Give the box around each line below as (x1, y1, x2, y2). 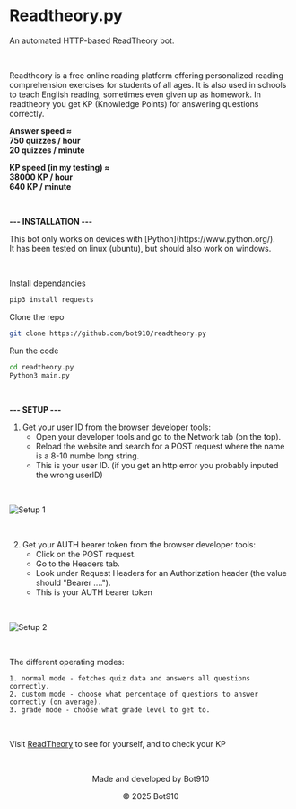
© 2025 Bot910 (122, 791, 179, 802)
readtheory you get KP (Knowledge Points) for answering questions (9, 98, 259, 109)
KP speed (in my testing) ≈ (9, 162, 110, 173)
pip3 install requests (9, 295, 94, 304)
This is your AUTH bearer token (35, 587, 152, 598)
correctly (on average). (9, 698, 102, 707)
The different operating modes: (9, 657, 125, 668)
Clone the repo (9, 311, 65, 322)
